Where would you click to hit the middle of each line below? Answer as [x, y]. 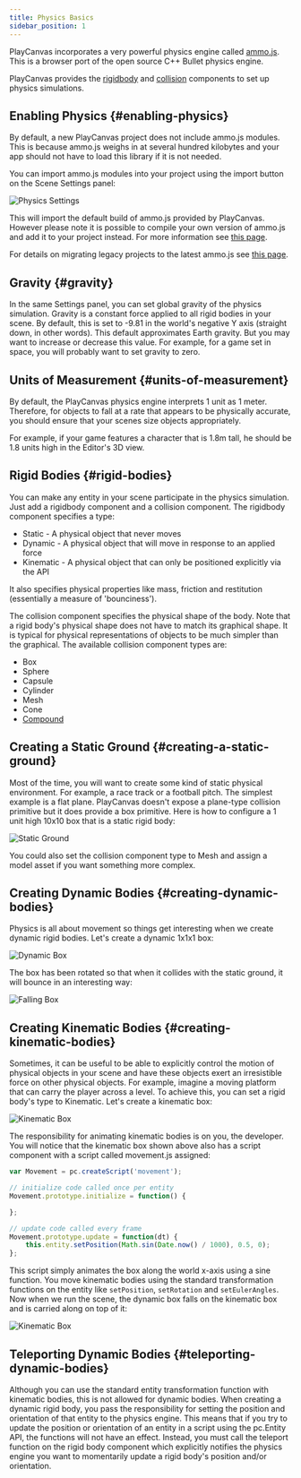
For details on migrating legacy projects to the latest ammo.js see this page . [149, 254]
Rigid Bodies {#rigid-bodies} [91, 476]
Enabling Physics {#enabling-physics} [119, 116]
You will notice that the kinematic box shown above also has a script [135, 1146]
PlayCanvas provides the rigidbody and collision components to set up [140, 78]
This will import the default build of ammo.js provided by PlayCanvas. [137, 218]
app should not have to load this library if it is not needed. [116, 157]
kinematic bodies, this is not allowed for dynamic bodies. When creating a [146, 1399]
